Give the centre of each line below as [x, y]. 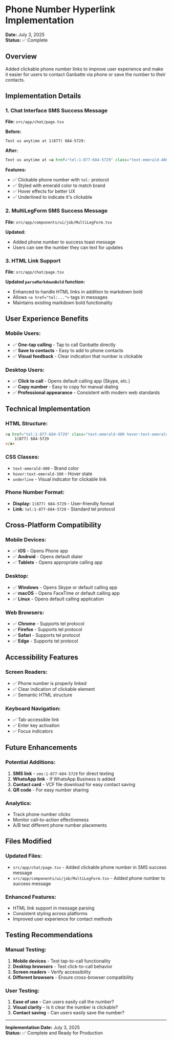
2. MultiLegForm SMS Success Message [57, 211]
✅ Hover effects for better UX [44, 192]
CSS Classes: [23, 457]
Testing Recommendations [49, 935]
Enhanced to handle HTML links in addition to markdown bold [78, 292]
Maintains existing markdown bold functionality [62, 302]
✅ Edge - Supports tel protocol [45, 641]
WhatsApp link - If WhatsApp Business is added [64, 779]
